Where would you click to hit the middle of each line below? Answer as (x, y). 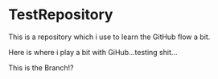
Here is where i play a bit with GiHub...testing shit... (93, 52)
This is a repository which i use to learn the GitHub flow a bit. (109, 37)
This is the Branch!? (41, 67)
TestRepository (61, 15)
